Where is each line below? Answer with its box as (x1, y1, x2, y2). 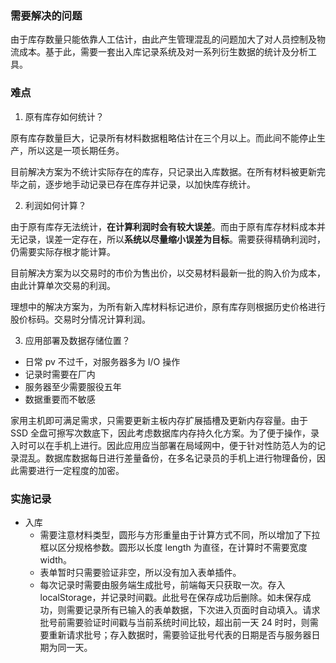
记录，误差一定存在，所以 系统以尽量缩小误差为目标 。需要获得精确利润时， (18, 233, 326, 245)
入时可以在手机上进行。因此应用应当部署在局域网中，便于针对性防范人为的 (10, 439, 317, 451)
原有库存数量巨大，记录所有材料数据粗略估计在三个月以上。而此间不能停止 (10, 132, 317, 144)
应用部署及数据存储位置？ (24, 334, 131, 346)
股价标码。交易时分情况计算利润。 (10, 313, 151, 325)
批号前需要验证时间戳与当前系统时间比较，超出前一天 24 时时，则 (39, 616, 310, 628)
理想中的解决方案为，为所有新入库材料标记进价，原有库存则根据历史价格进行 (10, 300, 326, 312)
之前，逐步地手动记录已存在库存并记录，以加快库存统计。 (18, 178, 256, 190)
